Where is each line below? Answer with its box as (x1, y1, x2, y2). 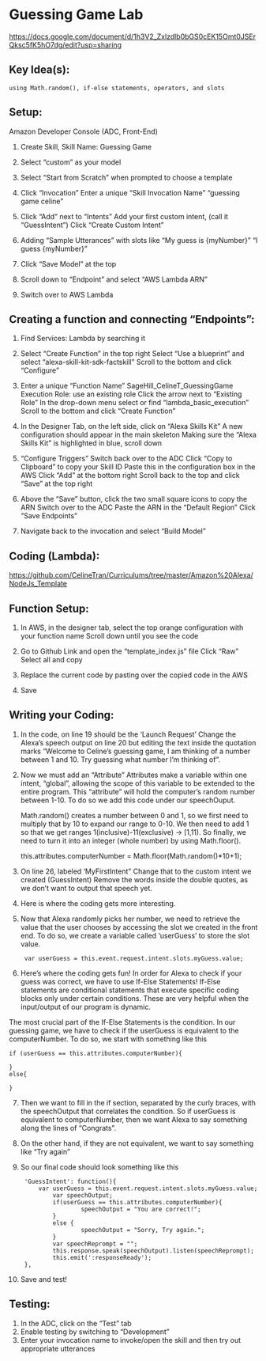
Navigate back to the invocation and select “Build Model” (20, 526, 206, 536)
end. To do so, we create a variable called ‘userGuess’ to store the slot (20, 931, 250, 940)
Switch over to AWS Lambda (20, 290, 114, 299)
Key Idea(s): (9, 63, 70, 77)
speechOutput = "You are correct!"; (81, 1205, 201, 1213)
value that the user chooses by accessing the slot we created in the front (20, 922, 258, 931)
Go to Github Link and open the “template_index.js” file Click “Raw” (20, 646, 239, 656)
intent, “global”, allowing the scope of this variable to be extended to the (20, 778, 256, 788)
